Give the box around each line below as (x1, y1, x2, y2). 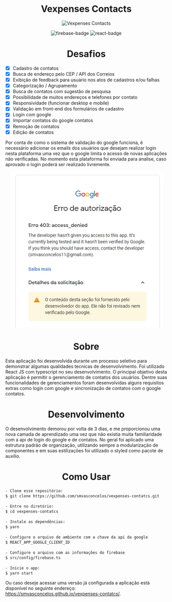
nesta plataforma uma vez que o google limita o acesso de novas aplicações (5, 150, 167, 156)
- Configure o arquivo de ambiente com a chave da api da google (5, 535, 148, 540)
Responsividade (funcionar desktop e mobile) (12, 100, 109, 106)
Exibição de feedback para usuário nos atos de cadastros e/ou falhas (12, 77, 160, 83)
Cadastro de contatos (12, 65, 59, 71)
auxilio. (5, 453, 21, 459)
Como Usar (62, 471, 111, 483)
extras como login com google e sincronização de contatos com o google (5, 385, 161, 391)
